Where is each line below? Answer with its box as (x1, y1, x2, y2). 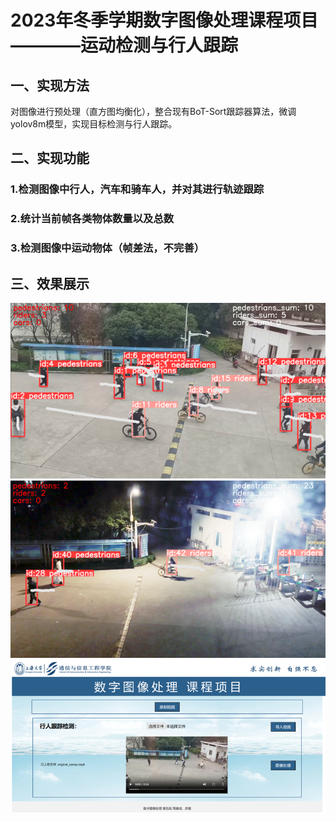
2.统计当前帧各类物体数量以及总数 (10, 212, 175, 226)
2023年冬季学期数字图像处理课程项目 (10, 9, 319, 32)
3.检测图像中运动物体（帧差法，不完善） (10, 241, 205, 255)
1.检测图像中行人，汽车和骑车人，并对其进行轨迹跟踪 (10, 182, 265, 196)
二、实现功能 (10, 150, 90, 167)
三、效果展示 (10, 275, 90, 292)
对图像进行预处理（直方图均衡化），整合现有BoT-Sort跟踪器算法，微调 (10, 106, 297, 117)
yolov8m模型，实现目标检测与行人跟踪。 (10, 118, 178, 130)
